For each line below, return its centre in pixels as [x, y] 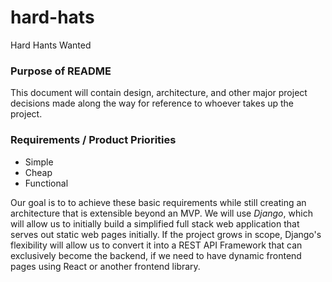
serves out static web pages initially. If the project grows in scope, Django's [166, 234]
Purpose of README [61, 71]
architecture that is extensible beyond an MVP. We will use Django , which [161, 213]
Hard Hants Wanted [51, 45]
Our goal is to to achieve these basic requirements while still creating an [158, 202]
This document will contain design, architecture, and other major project [159, 93]
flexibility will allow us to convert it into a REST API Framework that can [156, 245]
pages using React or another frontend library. [105, 266]
